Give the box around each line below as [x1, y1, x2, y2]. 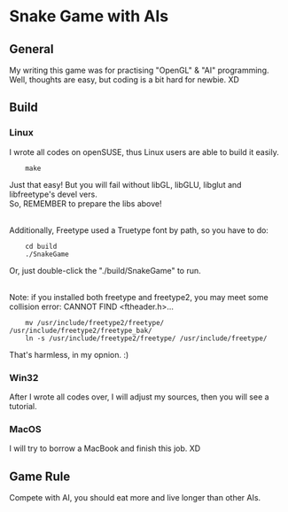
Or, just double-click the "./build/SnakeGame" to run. [9, 265, 201, 275]
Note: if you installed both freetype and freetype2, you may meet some [9, 291, 269, 302]
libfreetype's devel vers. [9, 189, 97, 199]
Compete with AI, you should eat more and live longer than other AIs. [9, 493, 261, 503]
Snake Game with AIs [9, 6, 169, 27]
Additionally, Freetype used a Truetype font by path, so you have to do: [9, 224, 269, 236]
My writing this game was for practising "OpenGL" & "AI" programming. [9, 65, 269, 75]
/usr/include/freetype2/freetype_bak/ [9, 326, 152, 335]
